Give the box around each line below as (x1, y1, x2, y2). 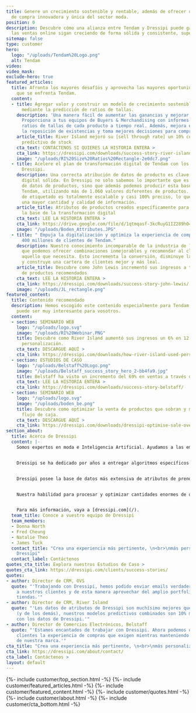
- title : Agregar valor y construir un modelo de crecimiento (11, 101, 166, 107)
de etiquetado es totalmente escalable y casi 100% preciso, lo (21, 194, 181, 200)
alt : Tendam (11, 57, 41, 63)
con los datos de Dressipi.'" (16, 616, 90, 622)
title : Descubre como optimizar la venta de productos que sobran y (16, 406, 187, 412)
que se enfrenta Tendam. (16, 90, 77, 96)
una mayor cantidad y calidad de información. (21, 199, 137, 205)
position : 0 (6, 19, 35, 25)
